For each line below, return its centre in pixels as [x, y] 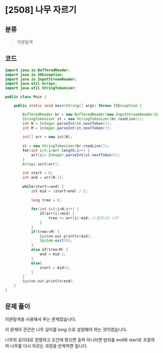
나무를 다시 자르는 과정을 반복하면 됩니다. [49, 346]
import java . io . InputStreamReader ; [41, 79]
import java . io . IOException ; [34, 75]
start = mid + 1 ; [55, 268]
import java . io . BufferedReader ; [38, 70]
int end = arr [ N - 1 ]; [43, 177]
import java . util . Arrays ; [31, 84]
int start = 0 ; [38, 173]
